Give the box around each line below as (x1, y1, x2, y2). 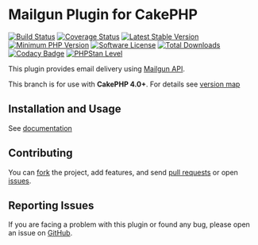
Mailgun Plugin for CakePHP (8, 6, 198, 24)
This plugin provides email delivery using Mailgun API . (8, 63, 185, 73)
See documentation (8, 123, 73, 132)
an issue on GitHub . (8, 228, 73, 238)
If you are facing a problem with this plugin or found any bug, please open (8, 220, 250, 229)
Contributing (8, 147, 73, 160)
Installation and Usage (8, 102, 121, 116)
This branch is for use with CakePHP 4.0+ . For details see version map (8, 79, 241, 89)
